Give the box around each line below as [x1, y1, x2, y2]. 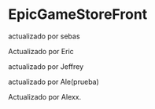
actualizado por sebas [8, 31, 80, 41]
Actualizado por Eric [8, 46, 75, 56]
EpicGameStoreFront [8, 5, 148, 24]
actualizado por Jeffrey [8, 61, 84, 71]
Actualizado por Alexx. [8, 92, 82, 101]
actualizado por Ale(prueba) [8, 77, 100, 86]
